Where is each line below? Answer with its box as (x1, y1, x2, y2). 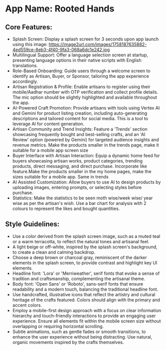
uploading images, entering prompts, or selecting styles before (12, 184, 142, 190)
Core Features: (5, 23, 52, 31)
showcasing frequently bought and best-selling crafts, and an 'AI (12, 132, 146, 137)
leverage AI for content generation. (12, 121, 85, 127)
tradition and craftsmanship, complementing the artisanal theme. (12, 275, 146, 282)
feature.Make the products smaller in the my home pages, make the (12, 169, 152, 175)
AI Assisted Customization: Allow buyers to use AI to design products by (12, 179, 161, 185)
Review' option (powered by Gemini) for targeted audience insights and (12, 137, 159, 143)
